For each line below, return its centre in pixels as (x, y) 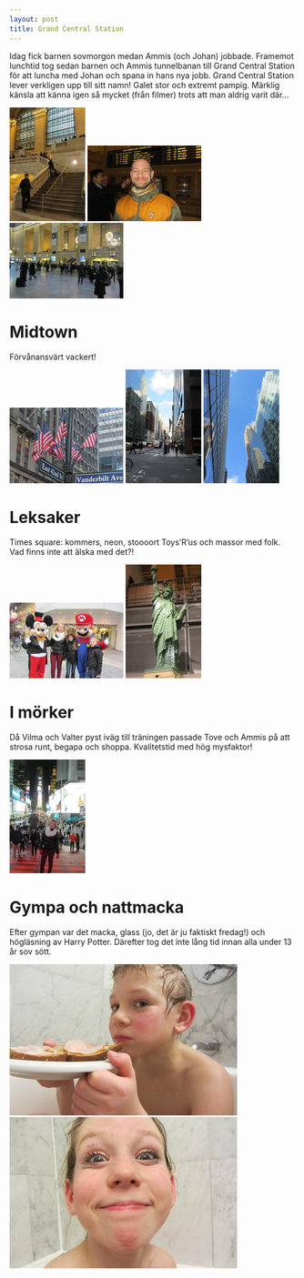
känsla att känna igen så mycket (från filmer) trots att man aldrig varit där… (149, 95)
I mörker (42, 712)
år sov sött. (30, 951)
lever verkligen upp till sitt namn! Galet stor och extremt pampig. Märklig (145, 85)
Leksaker (45, 517)
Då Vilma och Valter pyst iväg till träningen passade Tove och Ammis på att (150, 738)
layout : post (34, 19)
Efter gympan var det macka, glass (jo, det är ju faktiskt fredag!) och (137, 932)
